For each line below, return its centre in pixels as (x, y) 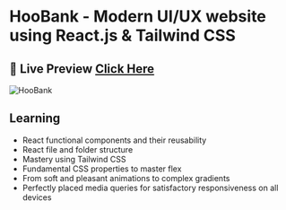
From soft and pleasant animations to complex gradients (126, 178)
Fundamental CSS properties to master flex (102, 169)
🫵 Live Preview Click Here (82, 69)
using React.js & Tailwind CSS (122, 35)
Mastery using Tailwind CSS (74, 159)
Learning (35, 118)
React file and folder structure (78, 149)
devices (37, 197)
